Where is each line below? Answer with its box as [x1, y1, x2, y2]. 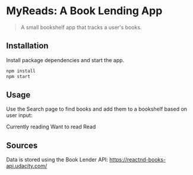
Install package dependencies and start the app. [6, 56, 125, 63]
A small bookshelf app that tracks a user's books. [20, 24, 142, 31]
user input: [6, 112, 33, 119]
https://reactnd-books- [109, 156, 166, 163]
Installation [6, 41, 49, 51]
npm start [6, 73, 31, 79]
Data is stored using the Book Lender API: [6, 156, 109, 163]
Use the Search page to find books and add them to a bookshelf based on [6, 105, 188, 113]
